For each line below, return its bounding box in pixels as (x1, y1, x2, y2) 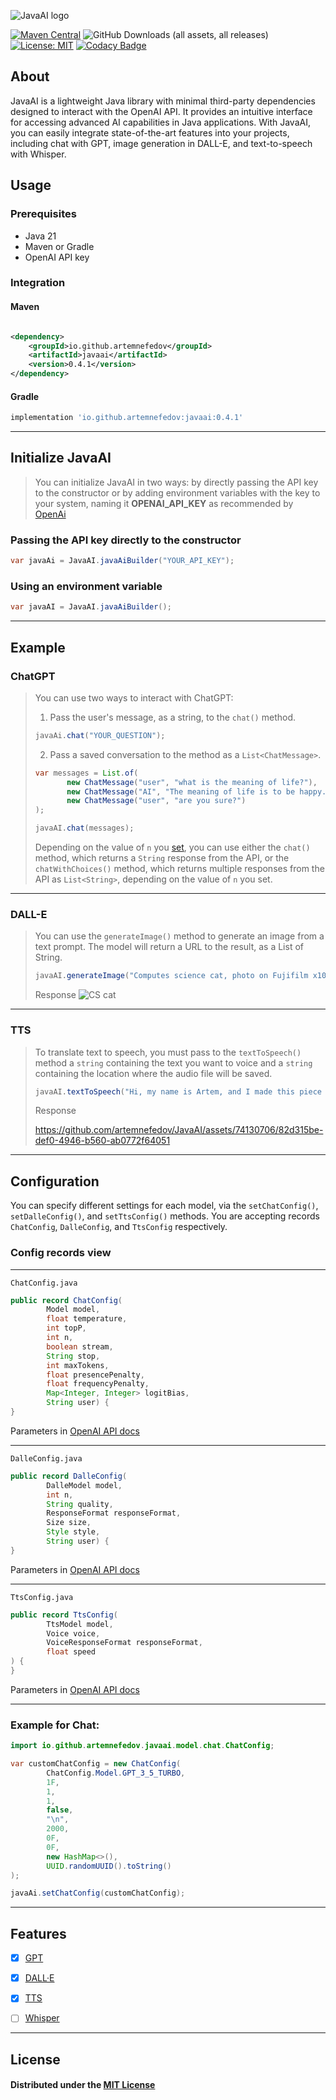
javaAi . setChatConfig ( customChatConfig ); (10, 1888, 186, 1899)
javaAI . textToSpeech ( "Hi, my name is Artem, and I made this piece (34, 1086, 322, 1097)
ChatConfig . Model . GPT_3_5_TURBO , (46, 1768, 186, 1778)
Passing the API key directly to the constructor (10, 533, 242, 547)
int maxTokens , (46, 1360, 110, 1370)
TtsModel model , (46, 1619, 114, 1629)
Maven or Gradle (24, 240, 95, 252)
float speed (46, 1647, 97, 1657)
